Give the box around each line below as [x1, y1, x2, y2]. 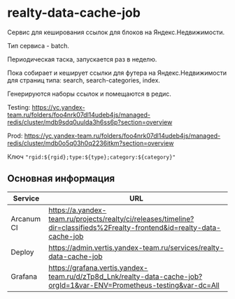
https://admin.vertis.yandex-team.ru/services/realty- [48, 242, 225, 252]
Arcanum [10, 214, 41, 224]
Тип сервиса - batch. [7, 41, 70, 50]
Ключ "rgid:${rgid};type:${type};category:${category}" [7, 152, 176, 161]
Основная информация [7, 173, 115, 184]
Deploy [10, 247, 34, 256]
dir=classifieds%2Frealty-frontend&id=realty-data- [48, 222, 222, 232]
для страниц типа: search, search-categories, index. [7, 75, 161, 85]
